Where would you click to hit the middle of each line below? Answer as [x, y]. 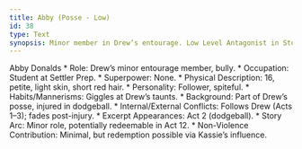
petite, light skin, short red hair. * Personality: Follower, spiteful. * [129, 87]
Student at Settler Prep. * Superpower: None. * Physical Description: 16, [142, 78]
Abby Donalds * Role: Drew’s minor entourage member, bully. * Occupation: [149, 68]
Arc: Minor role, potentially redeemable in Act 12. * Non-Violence [129, 126]
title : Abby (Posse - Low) [60, 18]
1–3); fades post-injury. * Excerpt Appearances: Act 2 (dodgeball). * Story [146, 116]
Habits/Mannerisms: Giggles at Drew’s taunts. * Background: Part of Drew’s [148, 97]
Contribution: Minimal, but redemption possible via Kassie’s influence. [138, 135]
